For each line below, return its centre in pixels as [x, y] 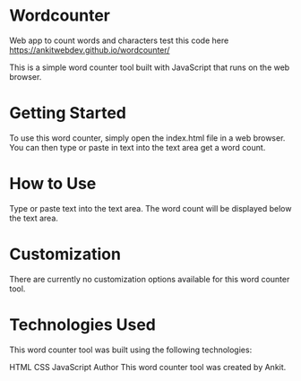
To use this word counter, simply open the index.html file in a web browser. [147, 138]
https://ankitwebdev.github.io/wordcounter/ [90, 49]
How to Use [53, 184]
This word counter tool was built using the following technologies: [131, 350]
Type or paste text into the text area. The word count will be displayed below [150, 208]
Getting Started [68, 113]
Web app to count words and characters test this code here [119, 40]
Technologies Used [83, 325]
